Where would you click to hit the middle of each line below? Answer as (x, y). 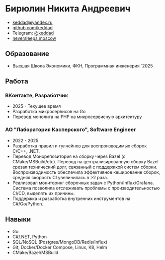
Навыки (18, 220)
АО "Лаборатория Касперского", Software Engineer (71, 130)
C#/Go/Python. (28, 203)
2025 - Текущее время (37, 106)
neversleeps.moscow (34, 38)
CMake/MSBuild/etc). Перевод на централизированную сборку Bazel (85, 161)
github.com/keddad (33, 27)
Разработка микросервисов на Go (49, 112)
